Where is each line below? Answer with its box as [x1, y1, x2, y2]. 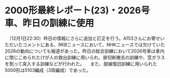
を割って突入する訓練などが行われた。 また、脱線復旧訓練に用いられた [5, 61, 157, 67]
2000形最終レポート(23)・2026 [5, 5, 141, 16]
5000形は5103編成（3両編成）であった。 [5, 67, 91, 73]
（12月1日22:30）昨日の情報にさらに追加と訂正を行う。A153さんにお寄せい [9, 35, 165, 41]
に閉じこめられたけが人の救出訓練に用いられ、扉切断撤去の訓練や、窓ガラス [5, 54, 165, 60]
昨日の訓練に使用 [22, 17, 95, 29]
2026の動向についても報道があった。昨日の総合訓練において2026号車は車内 [5, 48, 165, 54]
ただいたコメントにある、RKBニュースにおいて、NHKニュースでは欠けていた [5, 41, 165, 47]
